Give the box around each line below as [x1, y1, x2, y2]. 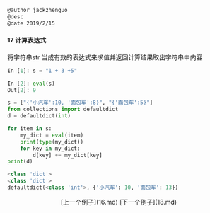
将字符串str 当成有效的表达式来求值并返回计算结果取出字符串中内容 [7, 53, 203, 62]
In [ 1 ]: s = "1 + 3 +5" [7, 67, 78, 74]
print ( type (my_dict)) [20, 138, 83, 145]
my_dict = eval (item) [20, 132, 83, 139]
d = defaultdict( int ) [7, 113, 71, 120]
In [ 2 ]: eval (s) [7, 80, 55, 87]
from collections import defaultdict [7, 106, 119, 113]
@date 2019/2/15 [7, 20, 55, 27]
